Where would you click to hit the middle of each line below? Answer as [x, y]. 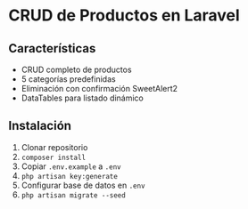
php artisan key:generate [69, 176]
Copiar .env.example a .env [71, 166]
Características [52, 48]
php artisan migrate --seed [73, 195]
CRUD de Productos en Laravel [124, 16]
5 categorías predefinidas [69, 79]
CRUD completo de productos [76, 69]
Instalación [40, 126]
